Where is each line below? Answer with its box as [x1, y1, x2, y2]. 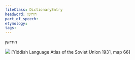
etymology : [5, 21, 28, 26]
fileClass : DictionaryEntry [5, 7, 63, 12]
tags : [5, 26, 16, 30]
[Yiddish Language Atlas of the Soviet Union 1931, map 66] [11, 49, 131, 55]
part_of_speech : [5, 16, 38, 21]
